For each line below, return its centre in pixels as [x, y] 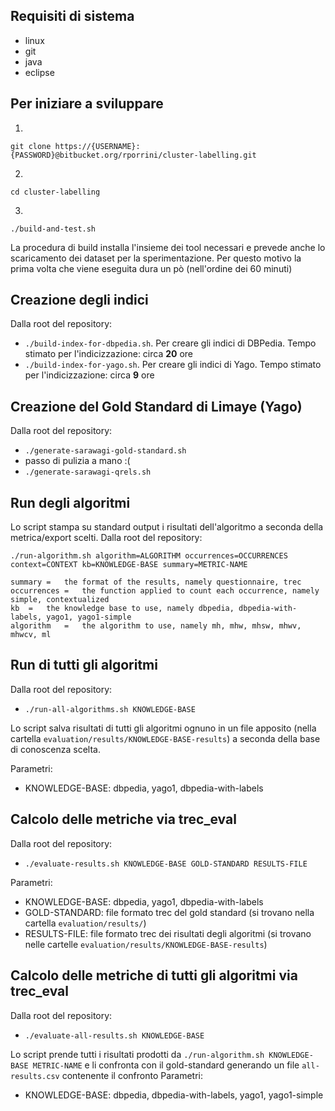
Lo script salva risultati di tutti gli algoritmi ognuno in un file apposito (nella [163, 728]
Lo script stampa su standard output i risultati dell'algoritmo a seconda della [167, 527]
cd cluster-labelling [55, 192]
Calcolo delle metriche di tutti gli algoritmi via [154, 975]
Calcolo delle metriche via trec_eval [123, 819]
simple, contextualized [60, 600]
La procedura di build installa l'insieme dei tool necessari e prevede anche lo [168, 247]
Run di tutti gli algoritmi [84, 665]
